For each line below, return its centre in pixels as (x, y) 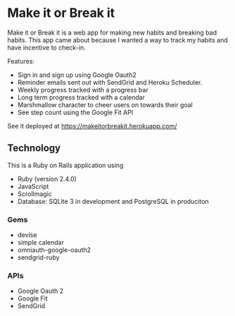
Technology (34, 148)
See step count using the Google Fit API (75, 112)
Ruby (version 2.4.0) (47, 178)
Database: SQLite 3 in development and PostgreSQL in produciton (113, 201)
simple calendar (41, 243)
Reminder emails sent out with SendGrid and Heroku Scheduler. (110, 82)
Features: (21, 61)
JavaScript (33, 186)
